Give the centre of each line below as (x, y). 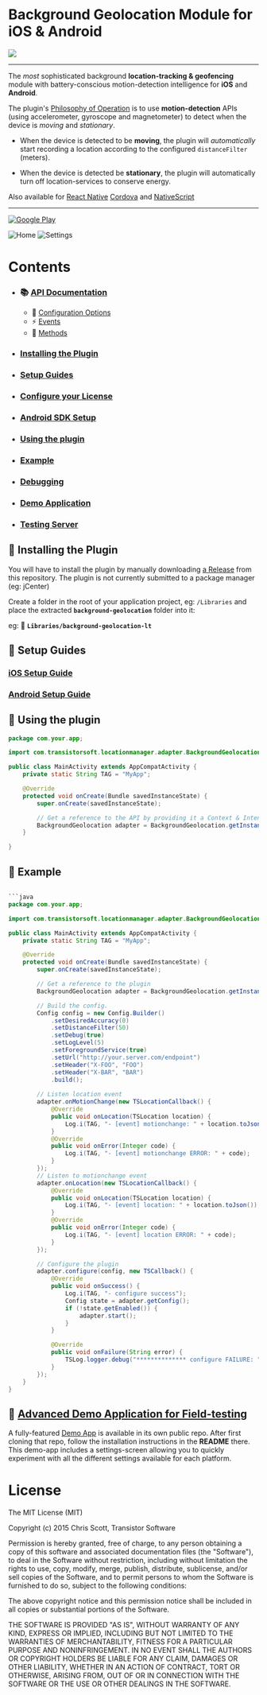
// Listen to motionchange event (92, 1175)
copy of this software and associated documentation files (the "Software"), (131, 1552)
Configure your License (66, 397)
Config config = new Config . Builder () (101, 1013)
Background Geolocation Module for (130, 15)
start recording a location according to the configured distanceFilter (133, 149)
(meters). (35, 157)
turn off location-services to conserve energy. (95, 181)
